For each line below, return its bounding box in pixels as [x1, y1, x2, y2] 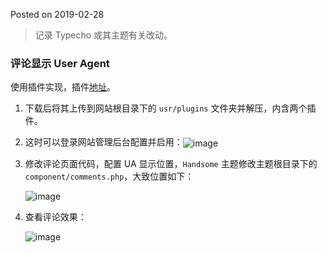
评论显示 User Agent [10, 56, 110, 70]
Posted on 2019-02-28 [10, 9, 105, 20]
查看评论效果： [24, 210, 87, 223]
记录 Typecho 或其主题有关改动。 [34, 29, 173, 41]
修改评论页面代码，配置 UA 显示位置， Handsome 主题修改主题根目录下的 [24, 157, 318, 169]
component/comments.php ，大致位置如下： [24, 170, 195, 182]
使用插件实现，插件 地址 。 [10, 81, 116, 93]
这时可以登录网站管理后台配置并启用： [24, 136, 183, 148]
